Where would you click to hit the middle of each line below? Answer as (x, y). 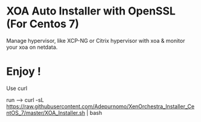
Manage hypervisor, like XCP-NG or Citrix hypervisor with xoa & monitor (96, 40)
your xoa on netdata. (32, 47)
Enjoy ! (24, 72)
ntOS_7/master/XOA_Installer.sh (46, 112)
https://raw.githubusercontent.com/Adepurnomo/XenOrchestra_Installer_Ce (101, 106)
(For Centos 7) (43, 24)
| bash (94, 112)
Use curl (17, 88)
